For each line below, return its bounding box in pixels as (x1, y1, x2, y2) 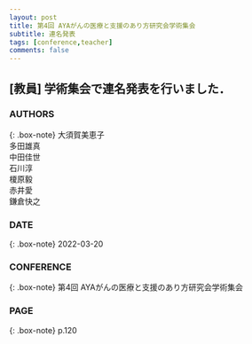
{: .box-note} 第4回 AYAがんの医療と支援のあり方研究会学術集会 (9, 282, 244, 293)
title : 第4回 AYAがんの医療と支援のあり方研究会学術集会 (9, 21, 196, 30)
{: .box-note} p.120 (9, 324, 77, 335)
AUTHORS (9, 108, 55, 121)
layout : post (9, 12, 58, 22)
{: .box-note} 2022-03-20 (9, 238, 104, 249)
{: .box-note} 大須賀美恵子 (9, 129, 105, 140)
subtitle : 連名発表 (9, 29, 76, 38)
